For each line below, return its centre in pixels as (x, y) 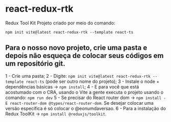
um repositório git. (35, 64)
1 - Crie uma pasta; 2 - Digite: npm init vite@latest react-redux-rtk (78, 76)
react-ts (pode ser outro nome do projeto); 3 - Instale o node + (93, 81)
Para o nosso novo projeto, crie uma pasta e (76, 48)
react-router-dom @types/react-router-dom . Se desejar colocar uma (82, 103)
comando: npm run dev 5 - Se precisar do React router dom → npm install (83, 98)
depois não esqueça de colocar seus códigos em (84, 56)
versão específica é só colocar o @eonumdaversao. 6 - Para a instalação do (86, 108)
